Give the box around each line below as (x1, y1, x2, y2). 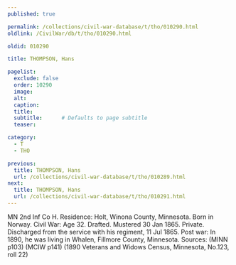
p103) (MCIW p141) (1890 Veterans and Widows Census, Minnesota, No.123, (7, 242, 230, 251)
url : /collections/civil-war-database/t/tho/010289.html (14, 173, 186, 180)
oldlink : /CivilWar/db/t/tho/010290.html (7, 30, 132, 37)
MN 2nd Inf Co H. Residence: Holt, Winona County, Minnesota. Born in (7, 212, 214, 221)
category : (7, 134, 37, 141)
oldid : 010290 (7, 43, 50, 50)
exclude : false (14, 75, 59, 82)
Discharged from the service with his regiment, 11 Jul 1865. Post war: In (7, 227, 216, 236)
